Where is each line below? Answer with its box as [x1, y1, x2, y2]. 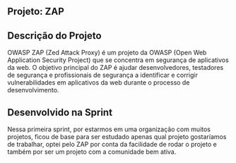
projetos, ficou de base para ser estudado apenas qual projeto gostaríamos [7, 133, 227, 141]
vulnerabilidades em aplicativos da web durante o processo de [7, 78, 190, 87]
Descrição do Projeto [7, 30, 102, 42]
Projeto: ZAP [7, 6, 65, 18]
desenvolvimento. [7, 86, 59, 95]
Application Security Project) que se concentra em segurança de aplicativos [7, 56, 230, 64]
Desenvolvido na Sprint [7, 106, 113, 119]
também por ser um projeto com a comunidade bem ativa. [7, 147, 177, 156]
